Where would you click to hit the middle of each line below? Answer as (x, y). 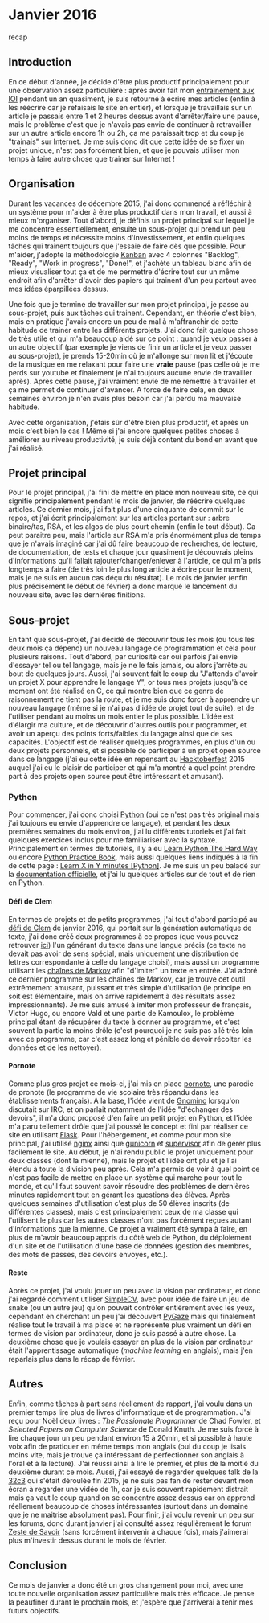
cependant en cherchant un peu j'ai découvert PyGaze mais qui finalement (132, 1317)
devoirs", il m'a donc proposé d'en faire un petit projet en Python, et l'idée (130, 1117)
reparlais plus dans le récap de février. (72, 1359)
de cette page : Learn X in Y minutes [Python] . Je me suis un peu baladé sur (134, 866)
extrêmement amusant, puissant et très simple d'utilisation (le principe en (130, 987)
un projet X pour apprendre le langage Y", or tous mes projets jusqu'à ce (128, 682)
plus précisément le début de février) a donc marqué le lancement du (123, 586)
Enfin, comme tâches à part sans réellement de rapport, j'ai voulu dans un (130, 1404)
